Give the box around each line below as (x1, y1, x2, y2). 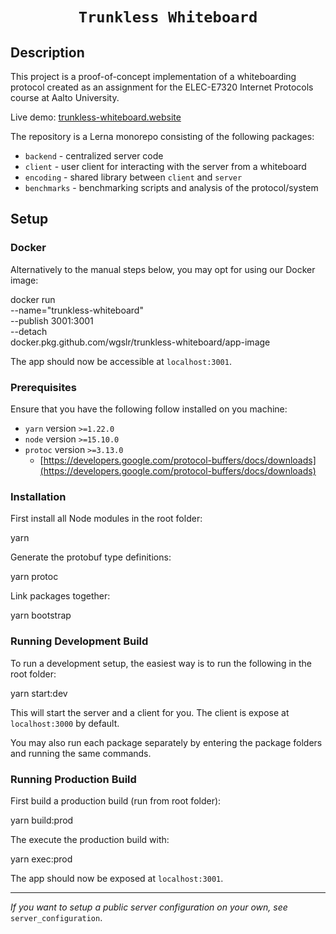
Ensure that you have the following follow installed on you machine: (10, 403, 288, 415)
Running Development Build (10, 634, 149, 648)
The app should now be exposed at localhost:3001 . (10, 872, 224, 884)
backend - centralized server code (24, 150, 164, 162)
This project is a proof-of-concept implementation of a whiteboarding (10, 71, 297, 82)
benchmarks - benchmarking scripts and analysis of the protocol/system (24, 182, 319, 193)
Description (10, 44, 85, 61)
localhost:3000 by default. (10, 717, 120, 729)
